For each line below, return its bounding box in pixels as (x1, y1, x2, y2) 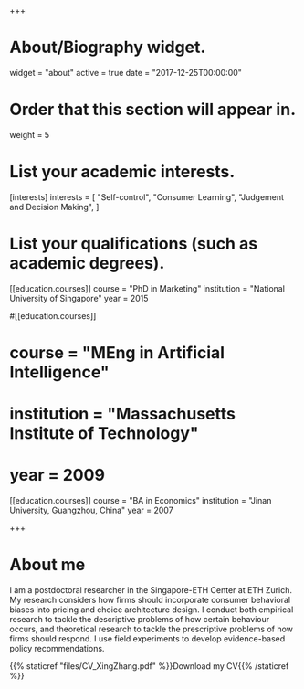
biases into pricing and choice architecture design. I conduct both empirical (9, 604, 294, 615)
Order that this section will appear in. (9, 100, 297, 120)
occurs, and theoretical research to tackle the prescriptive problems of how (9, 623, 294, 634)
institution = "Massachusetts (9, 404, 236, 425)
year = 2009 (9, 465, 105, 485)
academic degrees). (9, 253, 165, 273)
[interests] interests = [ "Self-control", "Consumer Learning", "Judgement (9, 191, 285, 202)
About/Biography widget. (9, 37, 206, 58)
